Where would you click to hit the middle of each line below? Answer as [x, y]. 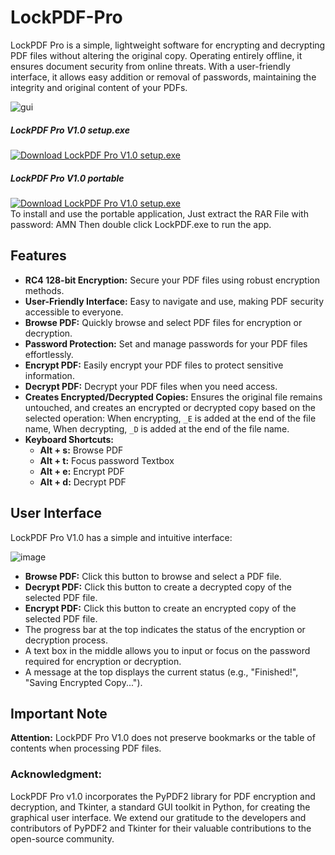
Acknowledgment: [56, 774]
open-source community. [62, 838]
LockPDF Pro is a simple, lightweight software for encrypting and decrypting [168, 45]
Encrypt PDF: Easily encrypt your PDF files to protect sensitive [154, 365]
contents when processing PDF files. [86, 748]
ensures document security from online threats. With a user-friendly [150, 66]
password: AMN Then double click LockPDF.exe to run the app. [141, 224]
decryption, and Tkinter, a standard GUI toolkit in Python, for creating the [160, 807]
